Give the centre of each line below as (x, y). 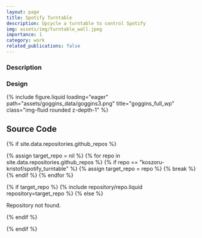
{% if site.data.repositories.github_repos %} (62, 143)
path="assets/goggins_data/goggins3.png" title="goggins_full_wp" (91, 104)
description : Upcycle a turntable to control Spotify (76, 23)
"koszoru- (152, 162)
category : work (26, 40)
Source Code (31, 129)
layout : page (23, 12)
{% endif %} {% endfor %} (40, 175)
